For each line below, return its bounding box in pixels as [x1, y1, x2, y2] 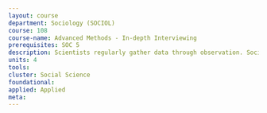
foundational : [8, 78, 56, 86]
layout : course [8, 11, 59, 20]
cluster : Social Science [8, 71, 91, 79]
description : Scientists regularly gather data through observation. [8, 49, 244, 56]
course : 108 [8, 26, 48, 34]
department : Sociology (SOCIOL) [8, 19, 115, 27]
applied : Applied [8, 85, 66, 94]
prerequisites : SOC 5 [8, 41, 80, 49]
